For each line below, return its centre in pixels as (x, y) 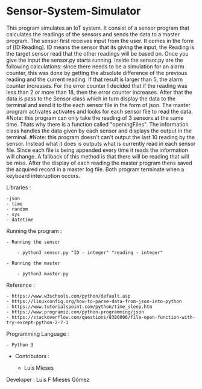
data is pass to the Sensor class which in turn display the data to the (91, 99)
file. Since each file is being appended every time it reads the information (97, 150)
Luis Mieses (39, 368)
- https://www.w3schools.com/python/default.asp (68, 296)
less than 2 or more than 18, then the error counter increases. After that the (99, 92)
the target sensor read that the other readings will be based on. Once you (97, 53)
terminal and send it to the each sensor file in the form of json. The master (99, 105)
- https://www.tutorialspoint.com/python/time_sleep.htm (79, 307)
